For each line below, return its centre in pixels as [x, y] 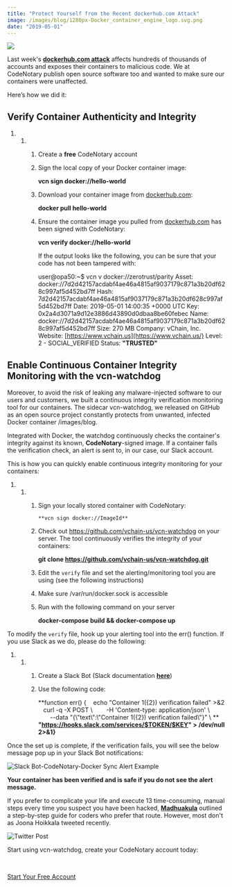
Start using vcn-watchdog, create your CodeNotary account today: [103, 849]
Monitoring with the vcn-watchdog [84, 376]
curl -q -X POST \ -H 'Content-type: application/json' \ [126, 710]
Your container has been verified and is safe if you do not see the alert [110, 780]
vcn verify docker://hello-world [84, 242]
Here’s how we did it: [37, 95]
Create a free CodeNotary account [88, 154]
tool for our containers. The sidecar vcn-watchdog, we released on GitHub [114, 407]
